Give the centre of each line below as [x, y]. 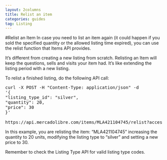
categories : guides [25, 19]
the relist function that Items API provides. [48, 48]
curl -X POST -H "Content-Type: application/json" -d [72, 88]
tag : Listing [19, 24]
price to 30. [17, 143]
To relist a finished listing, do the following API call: [57, 78]
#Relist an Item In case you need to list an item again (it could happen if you [83, 38]
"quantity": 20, [25, 103]
